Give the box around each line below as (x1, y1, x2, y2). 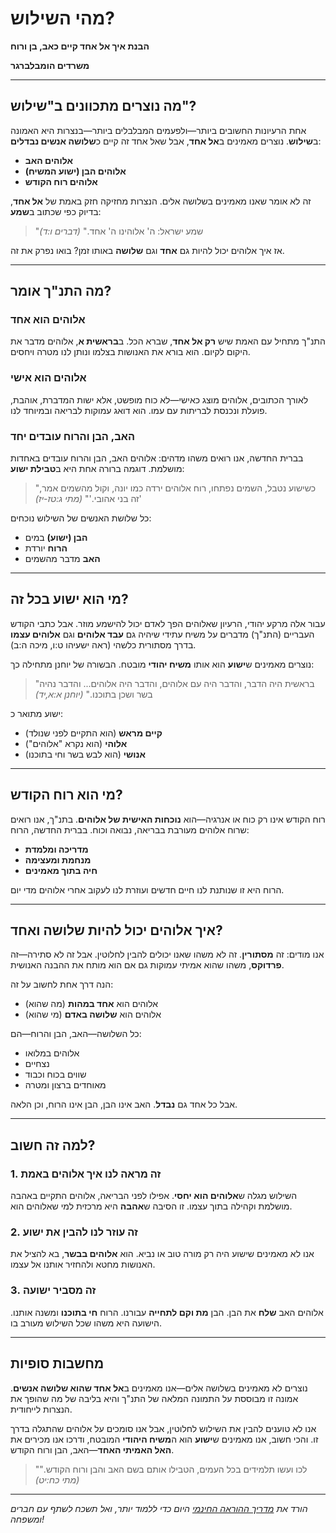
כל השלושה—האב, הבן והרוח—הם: (10, 1028, 142, 1040)
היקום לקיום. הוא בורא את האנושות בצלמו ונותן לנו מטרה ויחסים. (10, 346, 251, 358)
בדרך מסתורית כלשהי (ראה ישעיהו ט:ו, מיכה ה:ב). (10, 638, 197, 651)
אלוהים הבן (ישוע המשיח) (24, 165, 127, 177)
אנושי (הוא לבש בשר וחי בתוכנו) (24, 748, 147, 760)
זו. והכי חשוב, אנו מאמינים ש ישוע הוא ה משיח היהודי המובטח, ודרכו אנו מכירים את (10, 1433, 319, 1445)
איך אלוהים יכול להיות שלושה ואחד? (10, 922, 223, 939)
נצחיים (24, 1058, 50, 1070)
